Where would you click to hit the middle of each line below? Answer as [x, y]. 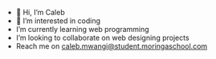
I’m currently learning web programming [83, 29]
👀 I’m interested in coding [58, 21]
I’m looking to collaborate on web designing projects [103, 37]
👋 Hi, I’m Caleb [41, 12]
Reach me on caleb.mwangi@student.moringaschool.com [112, 46]
